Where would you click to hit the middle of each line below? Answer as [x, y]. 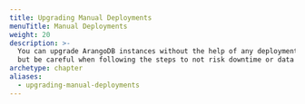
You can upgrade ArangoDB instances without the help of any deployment [158, 52]
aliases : [26, 77]
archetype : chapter [46, 69]
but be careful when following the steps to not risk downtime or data [156, 60]
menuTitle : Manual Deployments [69, 26]
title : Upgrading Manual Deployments [81, 18]
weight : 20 [30, 34]
